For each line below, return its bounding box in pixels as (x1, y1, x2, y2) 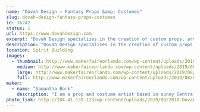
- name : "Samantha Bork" (11, 86, 73, 92)
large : (17, 69, 33, 75)
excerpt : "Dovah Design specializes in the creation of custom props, (6, 36, 185, 42)
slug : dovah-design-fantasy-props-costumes (6, 14, 116, 20)
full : (17, 75, 31, 81)
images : (6, 53, 26, 59)
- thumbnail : (11, 58, 44, 64)
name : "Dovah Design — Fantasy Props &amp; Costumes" (6, 8, 143, 15)
